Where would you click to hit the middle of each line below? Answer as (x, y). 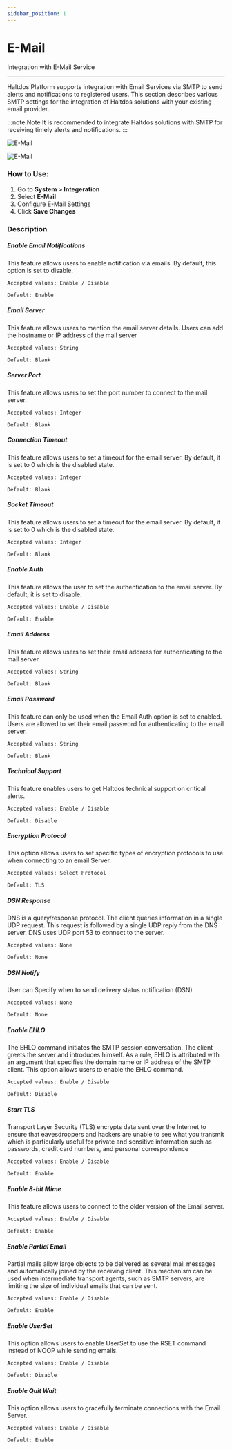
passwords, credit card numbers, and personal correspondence (98, 1149)
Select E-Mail (37, 196)
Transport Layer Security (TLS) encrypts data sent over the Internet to (107, 1127)
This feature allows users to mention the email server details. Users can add (115, 328)
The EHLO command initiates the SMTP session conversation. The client (110, 1048)
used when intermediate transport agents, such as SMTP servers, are (106, 1278)
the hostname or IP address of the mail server (72, 335)
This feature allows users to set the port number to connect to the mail (107, 392)
